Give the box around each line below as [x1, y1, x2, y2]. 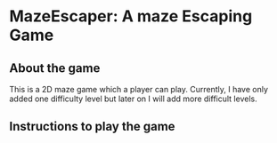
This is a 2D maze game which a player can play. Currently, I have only [9, 84, 269, 94]
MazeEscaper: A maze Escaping [9, 6, 253, 27]
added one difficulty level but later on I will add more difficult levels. [9, 93, 257, 104]
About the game [9, 60, 101, 75]
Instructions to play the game [9, 119, 175, 134]
